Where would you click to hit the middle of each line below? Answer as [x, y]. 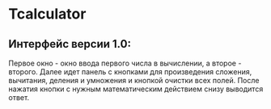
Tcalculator [47, 14]
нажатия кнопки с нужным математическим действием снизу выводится [136, 89]
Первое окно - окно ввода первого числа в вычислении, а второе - [125, 63]
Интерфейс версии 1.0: [70, 44]
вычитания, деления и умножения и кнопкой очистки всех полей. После [134, 80]
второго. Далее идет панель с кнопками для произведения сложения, [130, 72]
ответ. [19, 97]
